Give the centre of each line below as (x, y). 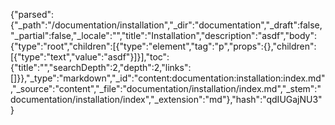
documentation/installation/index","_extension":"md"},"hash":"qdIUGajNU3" (166, 99)
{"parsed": (32, 14)
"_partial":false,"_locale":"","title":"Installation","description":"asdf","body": (164, 35)
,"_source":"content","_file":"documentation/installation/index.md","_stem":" (166, 88)
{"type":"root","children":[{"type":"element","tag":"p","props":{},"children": (163, 46)
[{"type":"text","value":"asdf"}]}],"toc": (90, 57)
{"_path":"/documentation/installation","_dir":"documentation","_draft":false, (166, 25)
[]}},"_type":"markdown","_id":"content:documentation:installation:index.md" (168, 78)
